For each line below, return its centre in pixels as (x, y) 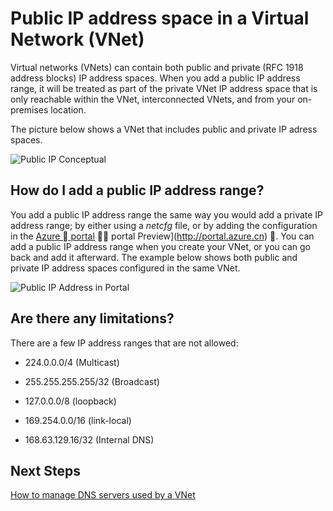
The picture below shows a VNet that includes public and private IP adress (164, 129)
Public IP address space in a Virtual (160, 18)
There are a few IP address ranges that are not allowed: (124, 343)
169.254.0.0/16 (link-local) (78, 420)
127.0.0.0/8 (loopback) (70, 401)
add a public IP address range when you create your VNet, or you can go (160, 246)
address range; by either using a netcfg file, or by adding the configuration (164, 225)
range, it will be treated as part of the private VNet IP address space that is (164, 88)
